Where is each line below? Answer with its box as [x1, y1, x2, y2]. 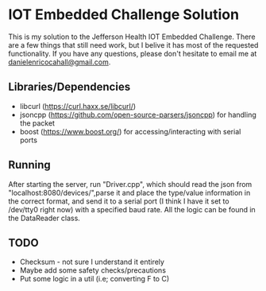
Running [8, 158, 52, 172]
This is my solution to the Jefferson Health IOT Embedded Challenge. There [8, 32, 256, 41]
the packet [19, 118, 56, 128]
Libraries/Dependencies [8, 80, 131, 94]
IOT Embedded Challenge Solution [8, 6, 240, 24]
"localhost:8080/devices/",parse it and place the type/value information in [8, 188, 251, 197]
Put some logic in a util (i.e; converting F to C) [19, 274, 169, 284]
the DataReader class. [8, 213, 81, 223]
